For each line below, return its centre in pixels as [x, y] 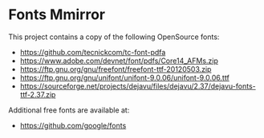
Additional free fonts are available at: [69, 110]
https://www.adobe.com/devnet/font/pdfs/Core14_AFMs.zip [119, 61]
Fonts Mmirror [57, 15]
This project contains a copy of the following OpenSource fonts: [114, 37]
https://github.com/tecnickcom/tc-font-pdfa [93, 52]
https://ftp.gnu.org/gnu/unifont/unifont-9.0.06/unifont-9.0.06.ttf [125, 77]
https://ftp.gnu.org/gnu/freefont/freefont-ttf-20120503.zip [116, 69]
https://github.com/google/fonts [73, 125]
